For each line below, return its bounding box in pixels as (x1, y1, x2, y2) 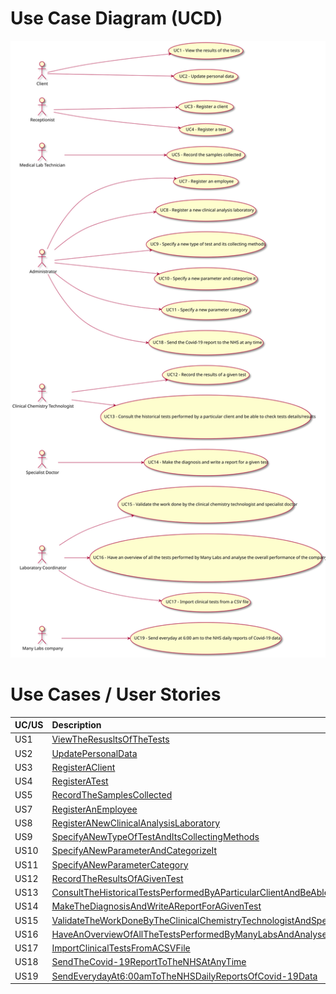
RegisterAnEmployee (51, 803, 138, 815)
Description (51, 719, 102, 731)
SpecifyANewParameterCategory (51, 858, 189, 871)
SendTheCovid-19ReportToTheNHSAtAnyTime (51, 956, 247, 968)
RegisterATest (51, 775, 109, 787)
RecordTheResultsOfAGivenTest (51, 872, 184, 884)
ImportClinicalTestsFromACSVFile (51, 942, 191, 954)
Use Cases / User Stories (10, 683, 222, 706)
